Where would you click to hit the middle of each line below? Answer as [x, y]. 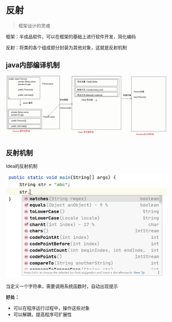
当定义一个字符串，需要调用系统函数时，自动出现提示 [62, 286]
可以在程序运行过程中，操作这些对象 [51, 308]
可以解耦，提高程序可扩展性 [42, 315]
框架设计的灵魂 [34, 26]
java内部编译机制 [33, 65]
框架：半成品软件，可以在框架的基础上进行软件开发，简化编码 [71, 36]
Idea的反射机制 [22, 166]
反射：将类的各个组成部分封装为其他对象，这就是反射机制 [66, 47]
